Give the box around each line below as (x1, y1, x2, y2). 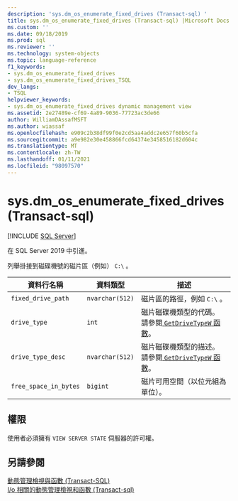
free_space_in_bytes (11, 382, 80, 390)
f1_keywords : (7, 63, 46, 70)
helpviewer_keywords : (7, 97, 72, 104)
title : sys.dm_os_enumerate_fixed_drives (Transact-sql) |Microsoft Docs (7, 17, 230, 24)
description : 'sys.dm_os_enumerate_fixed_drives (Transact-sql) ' (7, 10, 208, 18)
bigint (86, 382, 109, 390)
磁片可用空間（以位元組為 (140, 376, 227, 386)
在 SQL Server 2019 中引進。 (7, 246, 91, 254)
